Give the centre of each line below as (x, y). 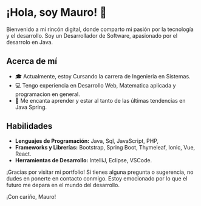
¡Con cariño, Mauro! (31, 196)
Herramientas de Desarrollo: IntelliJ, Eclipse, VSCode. (83, 160)
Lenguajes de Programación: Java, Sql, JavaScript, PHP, (87, 141)
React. (23, 154)
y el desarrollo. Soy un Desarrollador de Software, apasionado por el (92, 35)
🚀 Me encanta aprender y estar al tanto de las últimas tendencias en (100, 100)
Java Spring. (31, 107)
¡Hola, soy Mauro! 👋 (57, 12)
